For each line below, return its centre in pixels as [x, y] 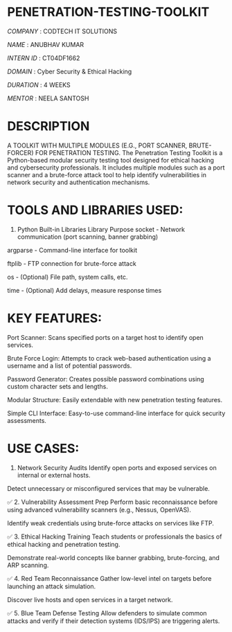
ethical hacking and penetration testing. [64, 544]
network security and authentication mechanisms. [79, 182]
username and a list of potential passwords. [70, 365]
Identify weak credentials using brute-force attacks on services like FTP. [111, 523]
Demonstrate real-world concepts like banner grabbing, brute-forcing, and [114, 557]
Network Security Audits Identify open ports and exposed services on [117, 467]
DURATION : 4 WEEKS [39, 84]
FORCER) [20, 152]
